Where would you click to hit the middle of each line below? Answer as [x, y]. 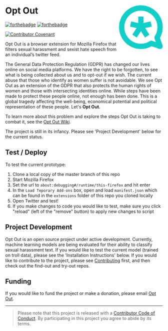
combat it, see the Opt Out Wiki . [38, 121]
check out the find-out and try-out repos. [47, 265]
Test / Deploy [26, 152]
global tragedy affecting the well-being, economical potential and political [81, 101]
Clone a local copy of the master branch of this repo [66, 174]
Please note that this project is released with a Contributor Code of [86, 313]
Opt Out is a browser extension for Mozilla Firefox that [61, 44]
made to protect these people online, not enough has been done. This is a [81, 96]
